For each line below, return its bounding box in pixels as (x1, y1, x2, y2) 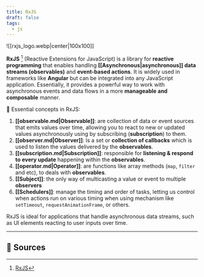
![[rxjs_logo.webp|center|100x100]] (6, 42, 94, 50)
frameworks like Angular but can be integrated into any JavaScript (6, 74, 173, 82)
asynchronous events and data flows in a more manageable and (6, 87, 168, 95)
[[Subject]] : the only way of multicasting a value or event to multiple (15, 175, 186, 182)
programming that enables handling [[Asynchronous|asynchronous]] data (6, 61, 196, 68)
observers (15, 181, 42, 189)
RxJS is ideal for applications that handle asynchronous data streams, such (6, 213, 194, 220)
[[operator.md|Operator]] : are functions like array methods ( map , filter (15, 162, 195, 170)
